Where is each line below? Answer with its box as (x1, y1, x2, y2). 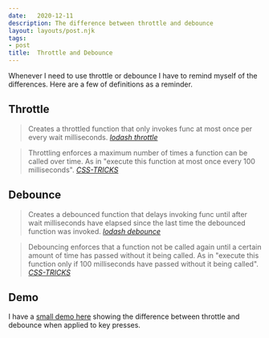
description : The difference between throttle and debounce (8, 19, 214, 27)
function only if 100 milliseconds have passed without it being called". (27, 259, 259, 268)
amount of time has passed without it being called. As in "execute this (27, 250, 259, 260)
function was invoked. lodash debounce (27, 226, 161, 236)
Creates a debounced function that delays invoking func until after (27, 209, 247, 219)
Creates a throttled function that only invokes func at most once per (27, 123, 253, 133)
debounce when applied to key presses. (8, 320, 141, 330)
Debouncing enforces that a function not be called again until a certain (27, 242, 262, 251)
